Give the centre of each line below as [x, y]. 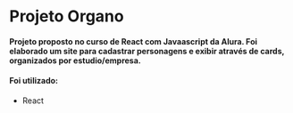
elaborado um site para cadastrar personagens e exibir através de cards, [147, 51]
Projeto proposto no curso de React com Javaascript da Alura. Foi [133, 41]
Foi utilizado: [33, 81]
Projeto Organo [67, 16]
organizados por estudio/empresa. [75, 61]
